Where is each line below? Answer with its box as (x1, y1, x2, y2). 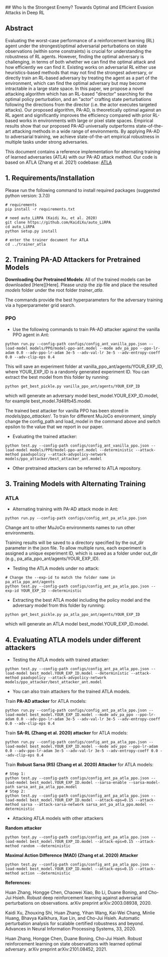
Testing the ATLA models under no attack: (12, 565, 99, 572)
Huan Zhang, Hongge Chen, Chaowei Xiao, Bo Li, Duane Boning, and (5, 889, 147, 896)
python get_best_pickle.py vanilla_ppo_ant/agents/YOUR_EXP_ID (5, 384, 140, 389)
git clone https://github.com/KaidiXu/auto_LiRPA (5, 220, 111, 225)
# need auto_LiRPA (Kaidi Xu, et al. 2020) (5, 216, 98, 221)
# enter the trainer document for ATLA (5, 237, 89, 243)
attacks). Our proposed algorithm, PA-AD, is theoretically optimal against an (5, 107, 161, 113)
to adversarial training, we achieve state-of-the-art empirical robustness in (5, 133, 159, 140)
